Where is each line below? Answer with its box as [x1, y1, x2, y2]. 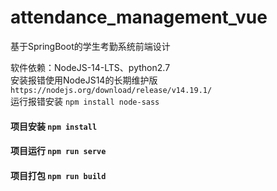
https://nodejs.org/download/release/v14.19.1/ [10, 85, 213, 95]
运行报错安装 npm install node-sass [10, 95, 160, 107]
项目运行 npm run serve [10, 145, 107, 157]
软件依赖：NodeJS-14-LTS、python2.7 [10, 61, 171, 73]
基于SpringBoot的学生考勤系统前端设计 [10, 40, 171, 52]
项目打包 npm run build [10, 169, 107, 181]
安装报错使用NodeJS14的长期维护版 [10, 74, 158, 86]
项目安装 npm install [10, 120, 98, 132]
